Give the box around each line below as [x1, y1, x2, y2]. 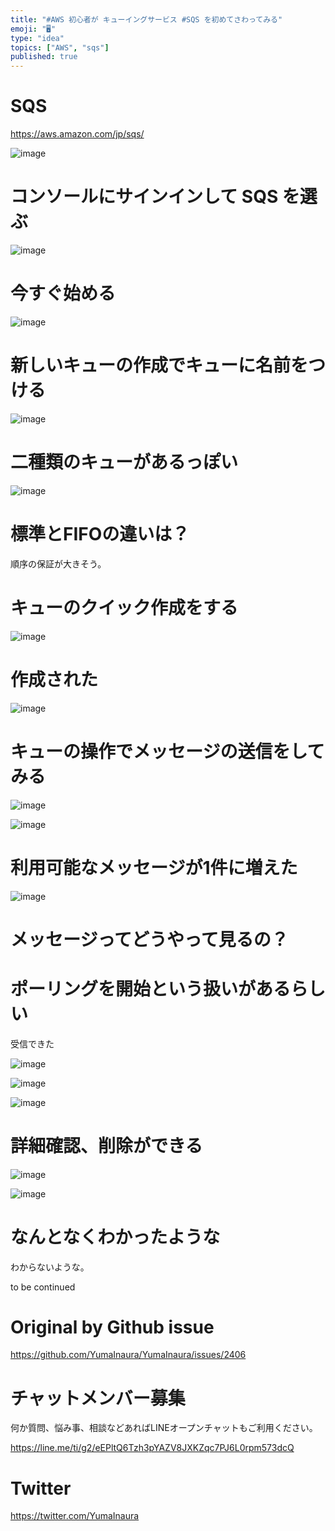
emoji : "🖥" [10, 24, 57, 34]
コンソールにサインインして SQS [10, 186, 279, 208]
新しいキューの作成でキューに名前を [10, 354, 309, 377]
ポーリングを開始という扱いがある [10, 977, 292, 1000]
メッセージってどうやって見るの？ [10, 928, 289, 951]
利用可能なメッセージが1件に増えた [10, 856, 298, 879]
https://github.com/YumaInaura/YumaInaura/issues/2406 [10, 1349, 247, 1361]
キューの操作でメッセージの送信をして [10, 740, 325, 763]
